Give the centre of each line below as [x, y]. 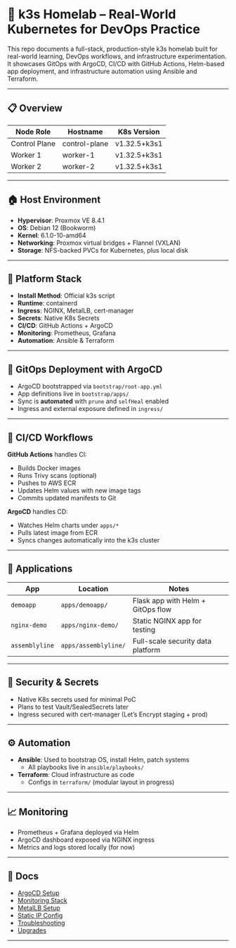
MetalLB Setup [39, 908]
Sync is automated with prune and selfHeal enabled [93, 401]
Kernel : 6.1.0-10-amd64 [52, 235]
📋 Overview [35, 108]
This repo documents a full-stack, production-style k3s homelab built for [112, 49]
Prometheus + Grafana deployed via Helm [78, 833]
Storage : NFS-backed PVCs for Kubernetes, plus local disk [103, 250]
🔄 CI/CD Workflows [50, 437]
